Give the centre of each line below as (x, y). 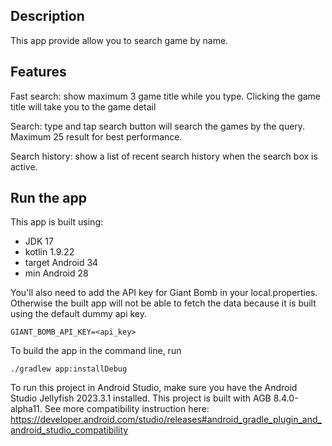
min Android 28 (56, 273)
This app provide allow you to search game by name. (119, 40)
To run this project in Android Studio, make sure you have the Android (154, 388)
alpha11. (26, 409)
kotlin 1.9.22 (49, 252)
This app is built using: (56, 222)
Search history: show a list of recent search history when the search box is (164, 156)
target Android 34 (61, 263)
